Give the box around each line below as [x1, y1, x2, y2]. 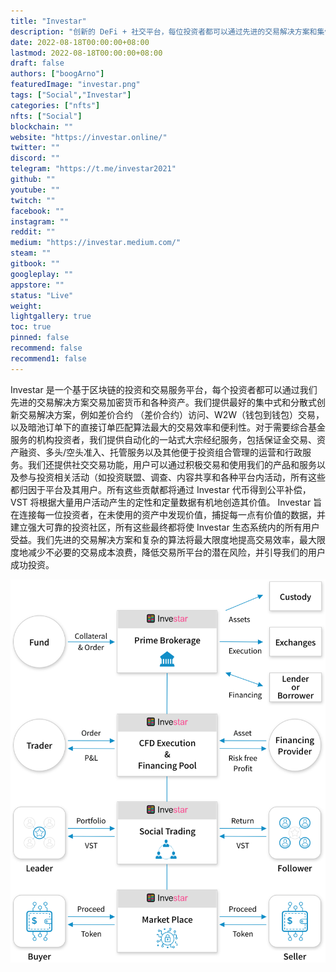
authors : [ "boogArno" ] [10, 69, 105, 79]
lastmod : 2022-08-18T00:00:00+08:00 [10, 48, 163, 58]
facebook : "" [10, 206, 65, 216]
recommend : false [10, 343, 83, 353]
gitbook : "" [10, 259, 60, 269]
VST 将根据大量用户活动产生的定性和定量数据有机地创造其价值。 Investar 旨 [10, 496, 323, 508]
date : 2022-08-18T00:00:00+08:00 [10, 37, 150, 47]
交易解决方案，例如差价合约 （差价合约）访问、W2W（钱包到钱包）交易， [18, 408, 325, 420]
